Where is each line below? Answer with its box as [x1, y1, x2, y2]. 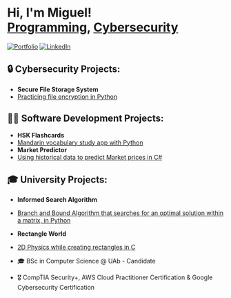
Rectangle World [17, 230, 67, 238]
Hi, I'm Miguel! [7, 5, 92, 21]
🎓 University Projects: [7, 174, 108, 185]
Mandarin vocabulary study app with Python [17, 138, 143, 147]
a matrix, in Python [17, 216, 71, 225]
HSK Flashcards [17, 131, 65, 139]
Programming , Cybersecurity [7, 19, 179, 35]
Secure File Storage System [17, 85, 99, 93]
